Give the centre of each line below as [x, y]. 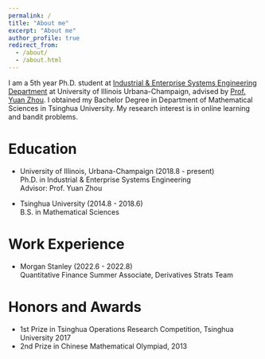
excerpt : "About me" [43, 30]
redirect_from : [33, 45]
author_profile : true [44, 38]
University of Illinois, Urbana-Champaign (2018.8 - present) [117, 171]
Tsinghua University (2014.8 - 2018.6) [81, 203]
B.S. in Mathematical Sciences [69, 211]
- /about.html [39, 61]
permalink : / [30, 16]
